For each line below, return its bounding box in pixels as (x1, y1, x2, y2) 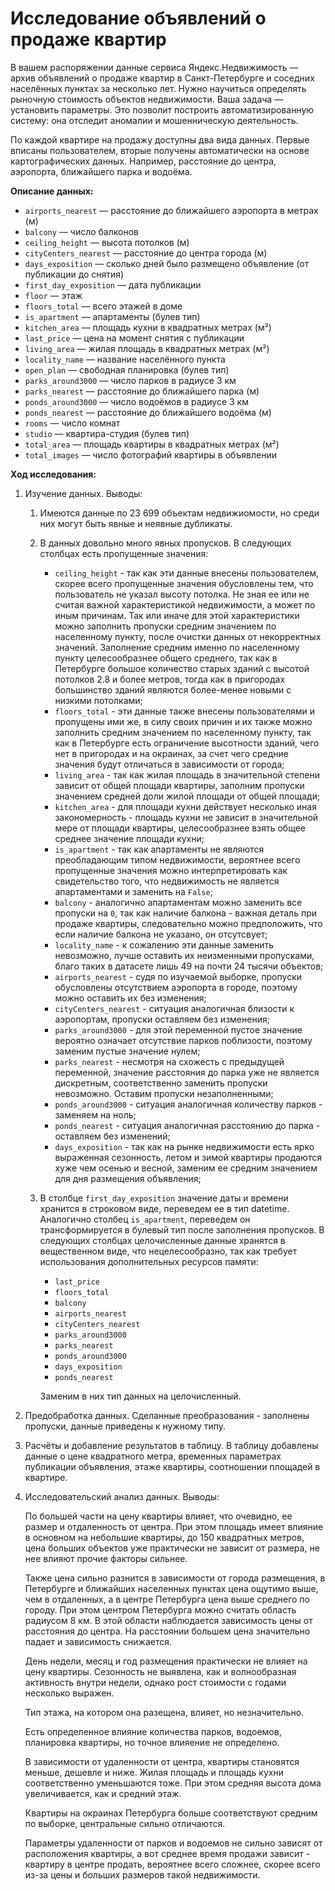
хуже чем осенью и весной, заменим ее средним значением (54, 1162, 318, 1174)
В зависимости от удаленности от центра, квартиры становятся (24, 1755, 300, 1767)
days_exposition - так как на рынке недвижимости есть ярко (54, 1140, 315, 1152)
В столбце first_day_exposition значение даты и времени (39, 1192, 289, 1204)
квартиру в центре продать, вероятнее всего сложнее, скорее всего (24, 1858, 321, 1870)
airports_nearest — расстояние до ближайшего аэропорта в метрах (24, 204, 319, 216)
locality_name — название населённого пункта (24, 353, 226, 365)
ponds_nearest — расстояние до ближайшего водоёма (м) (24, 406, 272, 418)
